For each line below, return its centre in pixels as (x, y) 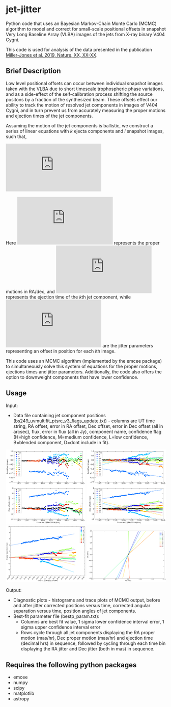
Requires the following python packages (71, 665)
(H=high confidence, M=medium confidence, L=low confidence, (81, 437)
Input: (12, 405)
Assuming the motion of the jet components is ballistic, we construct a (79, 125)
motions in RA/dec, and (30, 291)
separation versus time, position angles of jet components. (75, 611)
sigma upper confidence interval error (61, 627)
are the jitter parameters (127, 345)
